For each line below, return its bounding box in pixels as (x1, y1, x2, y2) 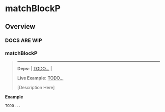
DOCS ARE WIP (5, 37, 43, 44)
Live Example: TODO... (17, 75, 64, 81)
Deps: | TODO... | (17, 65, 53, 71)
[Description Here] (17, 84, 55, 90)
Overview (5, 22, 36, 31)
